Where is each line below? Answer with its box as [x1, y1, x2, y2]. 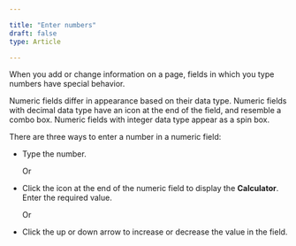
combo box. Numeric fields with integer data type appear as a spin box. [9, 114, 270, 125]
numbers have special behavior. [9, 79, 125, 89]
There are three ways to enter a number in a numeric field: [9, 132, 222, 142]
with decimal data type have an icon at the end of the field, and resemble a [9, 105, 282, 116]
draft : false [9, 28, 57, 38]
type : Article [9, 37, 62, 46]
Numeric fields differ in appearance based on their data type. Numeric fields [9, 96, 287, 106]
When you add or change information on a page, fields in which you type [9, 69, 275, 80]
